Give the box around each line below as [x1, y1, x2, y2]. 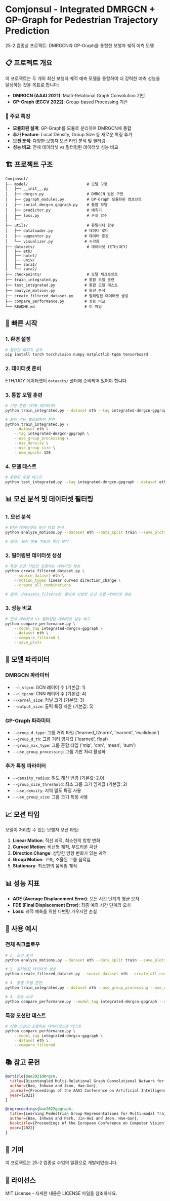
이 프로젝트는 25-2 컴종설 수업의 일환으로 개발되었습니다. [5, 1159, 118, 1166]
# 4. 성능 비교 [5, 994, 33, 999]
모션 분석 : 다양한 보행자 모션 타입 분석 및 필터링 [12, 138, 106, 144]
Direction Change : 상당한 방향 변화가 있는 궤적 [12, 850, 107, 856]
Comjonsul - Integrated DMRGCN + [5, 4, 155, 15]
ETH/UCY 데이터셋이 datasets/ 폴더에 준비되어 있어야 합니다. [5, 377, 128, 383]
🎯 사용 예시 [5, 925, 38, 933]
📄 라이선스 [5, 1176, 36, 1184]
